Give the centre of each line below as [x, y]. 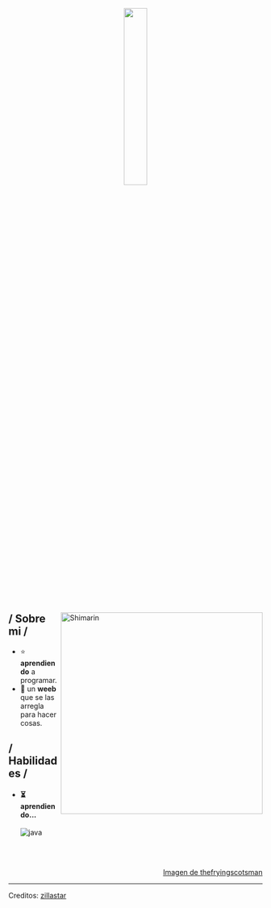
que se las [37, 697]
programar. [39, 680]
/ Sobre [27, 619]
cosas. [31, 723]
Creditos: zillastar [38, 896]
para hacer [38, 714]
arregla [32, 706]
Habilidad [33, 761]
